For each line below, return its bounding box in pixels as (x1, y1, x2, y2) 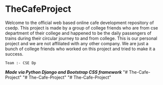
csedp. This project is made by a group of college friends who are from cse (5, 25, 159, 30)
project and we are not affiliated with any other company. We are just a (5, 40, 149, 46)
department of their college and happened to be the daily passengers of (5, 30, 152, 36)
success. (5, 51, 24, 57)
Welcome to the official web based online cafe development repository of (5, 20, 154, 26)
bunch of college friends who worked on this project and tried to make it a (5, 46, 156, 52)
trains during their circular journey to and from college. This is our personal (5, 35, 158, 41)
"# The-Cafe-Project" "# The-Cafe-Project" (22, 74, 112, 80)
